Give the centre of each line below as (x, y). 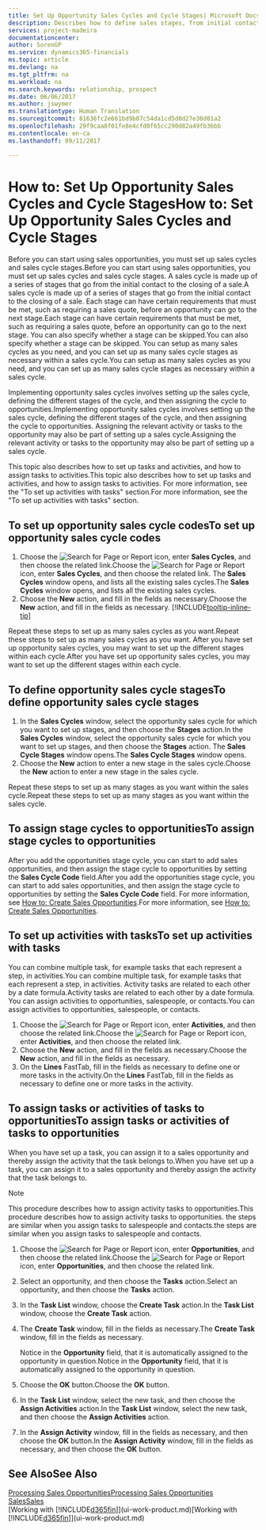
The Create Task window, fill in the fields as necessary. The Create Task (137, 1329)
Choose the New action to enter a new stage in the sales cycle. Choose (135, 763)
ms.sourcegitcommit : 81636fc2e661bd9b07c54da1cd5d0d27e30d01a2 (115, 119)
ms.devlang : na (33, 67)
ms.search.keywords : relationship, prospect (83, 89)
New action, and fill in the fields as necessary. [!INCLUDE (113, 608)
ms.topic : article (38, 60)
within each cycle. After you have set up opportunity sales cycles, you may (129, 656)
